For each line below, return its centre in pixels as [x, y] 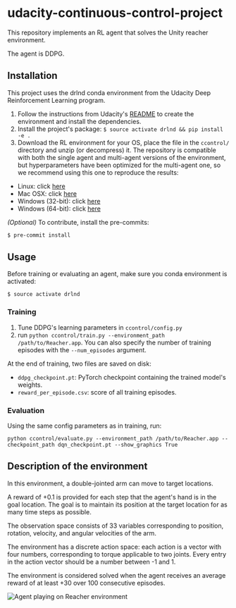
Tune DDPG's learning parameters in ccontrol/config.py [100, 327]
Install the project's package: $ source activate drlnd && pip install [120, 129]
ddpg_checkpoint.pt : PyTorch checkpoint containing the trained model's [122, 377]
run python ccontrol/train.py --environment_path [91, 335]
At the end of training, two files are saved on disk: [79, 364]
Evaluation [26, 410]
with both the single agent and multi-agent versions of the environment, [122, 157]
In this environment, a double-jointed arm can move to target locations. [110, 483]
